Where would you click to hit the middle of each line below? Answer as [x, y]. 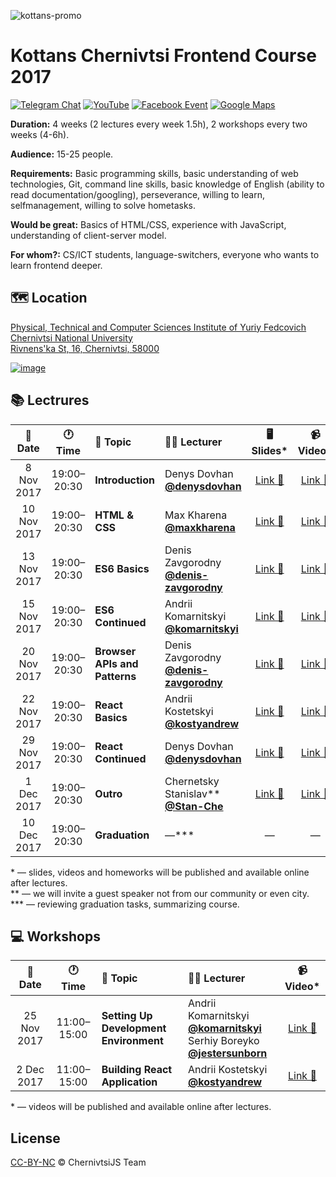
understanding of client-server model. [88, 235]
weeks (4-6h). [40, 134]
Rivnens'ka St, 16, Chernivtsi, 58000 [85, 348]
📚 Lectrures [50, 400]
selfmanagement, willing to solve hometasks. [103, 205]
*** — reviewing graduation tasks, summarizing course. [125, 904]
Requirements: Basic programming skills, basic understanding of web [154, 173]
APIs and [116, 663]
